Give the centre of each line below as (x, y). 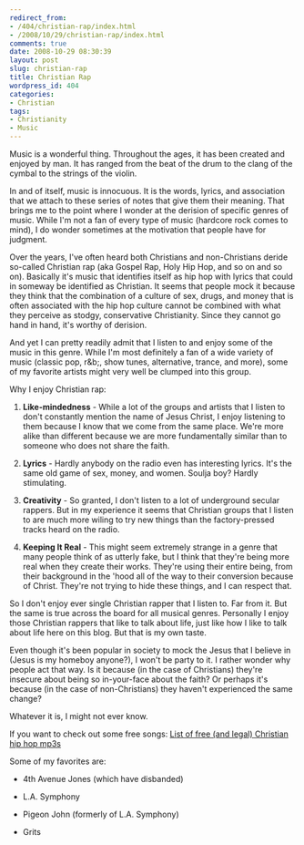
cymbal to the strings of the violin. (73, 173)
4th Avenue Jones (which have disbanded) (103, 779)
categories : (32, 94)
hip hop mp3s (35, 743)
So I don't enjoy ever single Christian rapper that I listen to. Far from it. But (148, 603)
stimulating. (44, 483)
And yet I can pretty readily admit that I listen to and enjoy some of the (141, 342)
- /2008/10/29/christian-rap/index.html (87, 35)
